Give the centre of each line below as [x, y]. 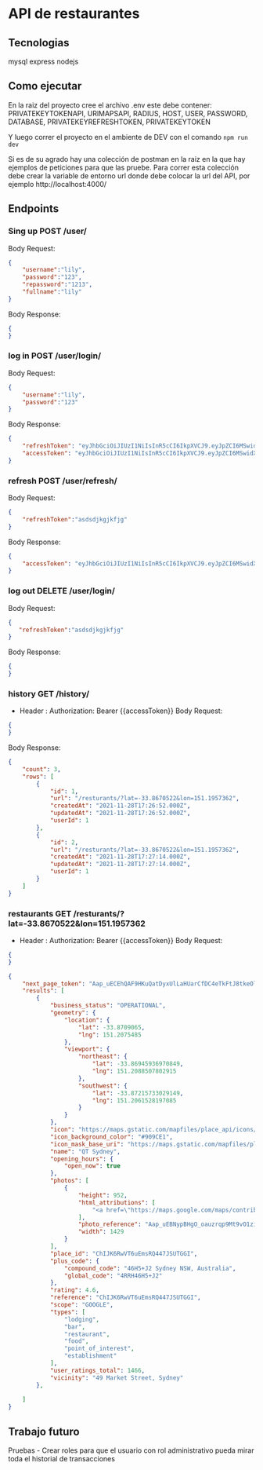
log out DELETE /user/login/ [62, 591]
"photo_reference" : [110, 1225]
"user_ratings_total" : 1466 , [97, 1370]
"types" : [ [68, 1312]
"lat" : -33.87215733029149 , [138, 1093]
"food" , [76, 1341]
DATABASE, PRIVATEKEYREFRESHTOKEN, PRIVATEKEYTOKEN [110, 122]
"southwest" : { [103, 1086]
